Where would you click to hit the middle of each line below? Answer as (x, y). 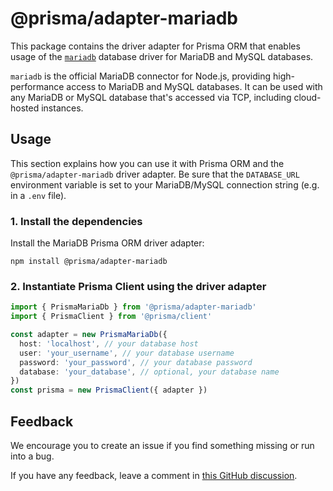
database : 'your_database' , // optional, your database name (149, 372)
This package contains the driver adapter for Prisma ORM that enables (155, 46)
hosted (25, 108)
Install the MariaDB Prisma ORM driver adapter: (107, 243)
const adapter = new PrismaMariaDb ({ (89, 335)
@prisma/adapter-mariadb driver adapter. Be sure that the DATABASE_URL (155, 174)
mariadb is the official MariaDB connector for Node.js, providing (141, 76)
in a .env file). (38, 195)
